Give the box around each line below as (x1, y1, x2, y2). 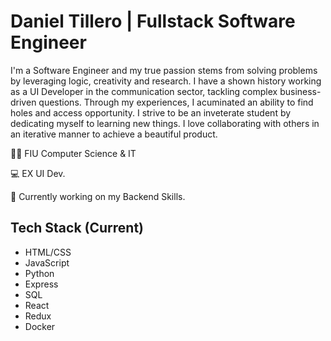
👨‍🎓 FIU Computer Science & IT (10, 147, 137, 159)
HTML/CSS (24, 246, 72, 258)
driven (10, 96, 37, 108)
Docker (24, 320, 56, 332)
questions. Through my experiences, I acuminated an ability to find (38, 96, 314, 108)
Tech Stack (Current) (10, 220, 144, 237)
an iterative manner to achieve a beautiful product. (10, 128, 218, 140)
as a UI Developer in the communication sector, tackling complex (10, 85, 278, 97)
